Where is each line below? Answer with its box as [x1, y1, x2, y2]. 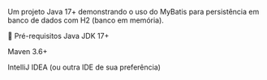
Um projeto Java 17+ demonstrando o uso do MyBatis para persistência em [7, 7, 260, 16]
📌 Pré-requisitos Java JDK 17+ [7, 32, 110, 40]
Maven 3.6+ [7, 47, 48, 56]
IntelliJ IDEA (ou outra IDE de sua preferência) [7, 62, 161, 72]
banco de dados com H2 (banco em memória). [7, 15, 164, 25]
